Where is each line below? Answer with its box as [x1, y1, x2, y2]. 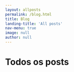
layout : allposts [5, 7, 41, 12]
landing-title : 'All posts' [5, 21, 63, 26]
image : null [5, 30, 30, 35]
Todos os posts [5, 57, 69, 68]
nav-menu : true [5, 26, 37, 31]
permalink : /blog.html [5, 12, 52, 17]
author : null [5, 35, 32, 40]
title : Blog [5, 16, 30, 21]
